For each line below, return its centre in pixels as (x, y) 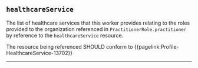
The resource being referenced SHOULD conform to (70, 46)
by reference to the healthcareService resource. (65, 35)
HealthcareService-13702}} (39, 53)
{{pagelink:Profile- (156, 46)
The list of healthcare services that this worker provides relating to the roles (98, 23)
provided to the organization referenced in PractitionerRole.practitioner (96, 29)
